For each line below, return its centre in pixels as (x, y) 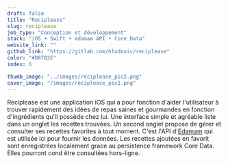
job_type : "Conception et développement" (67, 32)
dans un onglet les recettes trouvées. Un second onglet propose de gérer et (114, 124)
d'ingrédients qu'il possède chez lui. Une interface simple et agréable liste (112, 117)
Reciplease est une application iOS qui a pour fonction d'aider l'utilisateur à (113, 102)
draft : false (26, 13)
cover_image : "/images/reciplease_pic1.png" (72, 83)
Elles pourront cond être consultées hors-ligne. (74, 153)
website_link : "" (32, 45)
